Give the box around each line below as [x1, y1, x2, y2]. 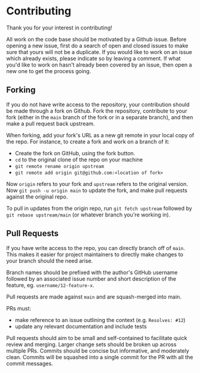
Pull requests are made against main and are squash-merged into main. [6, 293, 182, 300]
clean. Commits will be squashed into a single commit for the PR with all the [6, 353, 193, 360]
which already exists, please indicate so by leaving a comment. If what [6, 55, 181, 62]
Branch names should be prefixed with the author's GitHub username [6, 269, 178, 276]
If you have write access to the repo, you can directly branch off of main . [6, 244, 186, 251]
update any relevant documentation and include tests [14, 323, 147, 330]
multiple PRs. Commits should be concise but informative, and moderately [6, 347, 189, 354]
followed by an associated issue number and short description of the [6, 275, 177, 282]
